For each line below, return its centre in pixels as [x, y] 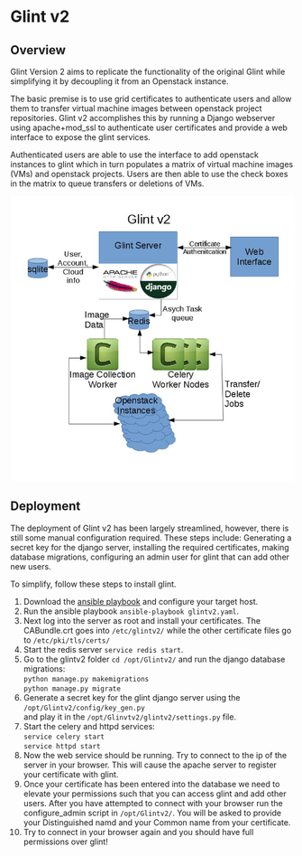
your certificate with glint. [71, 774]
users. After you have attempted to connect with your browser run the [153, 803]
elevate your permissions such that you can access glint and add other [155, 794]
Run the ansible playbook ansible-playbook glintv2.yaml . [131, 611]
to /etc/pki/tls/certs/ [67, 640]
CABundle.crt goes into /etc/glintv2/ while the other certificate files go [157, 630]
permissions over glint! [66, 842]
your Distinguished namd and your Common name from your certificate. [157, 822]
